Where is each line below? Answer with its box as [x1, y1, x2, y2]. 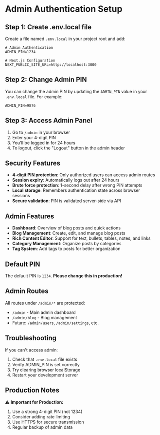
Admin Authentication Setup [5, 3, 123, 15]
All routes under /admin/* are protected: [5, 300, 85, 306]
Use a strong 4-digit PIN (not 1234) [12, 409, 83, 414]
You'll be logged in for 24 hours [12, 140, 76, 145]
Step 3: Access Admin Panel [5, 116, 92, 125]
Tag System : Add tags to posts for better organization [12, 246, 121, 252]
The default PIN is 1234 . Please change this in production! [5, 273, 123, 279]
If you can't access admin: [5, 347, 58, 352]
